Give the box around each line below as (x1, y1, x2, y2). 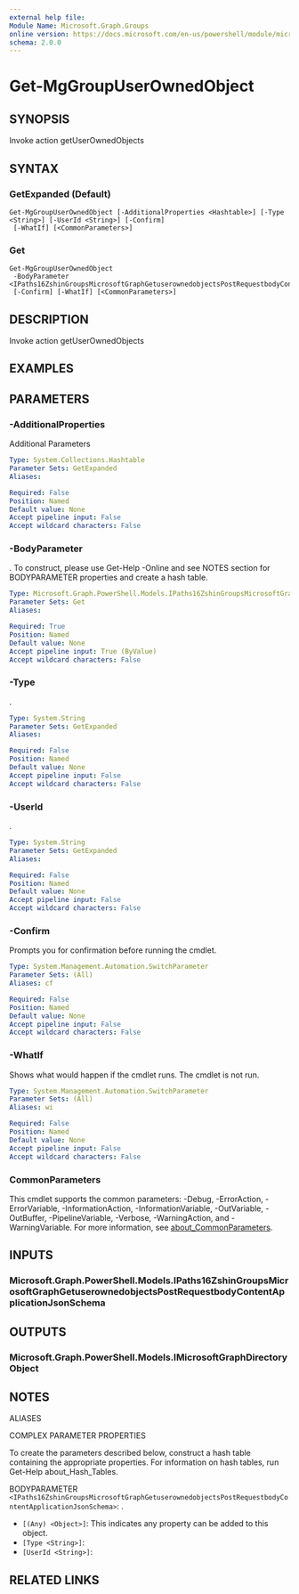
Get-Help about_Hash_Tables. (9, 1467, 118, 1477)
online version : (9, 29, 69, 38)
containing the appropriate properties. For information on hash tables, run (9, 1457, 279, 1468)
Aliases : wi (9, 1103, 53, 1112)
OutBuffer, (9, 1212, 47, 1223)
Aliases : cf (9, 979, 53, 988)
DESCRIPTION (9, 312, 89, 327)
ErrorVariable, (9, 1203, 61, 1214)
